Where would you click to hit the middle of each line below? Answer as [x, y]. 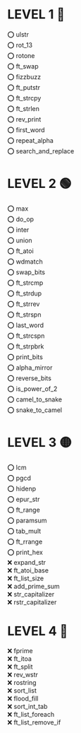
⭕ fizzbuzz [24, 76]
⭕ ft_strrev [24, 304]
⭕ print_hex [25, 552]
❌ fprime [20, 650]
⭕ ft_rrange [25, 541]
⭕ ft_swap [23, 66]
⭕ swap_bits [26, 272]
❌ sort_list [22, 690]
